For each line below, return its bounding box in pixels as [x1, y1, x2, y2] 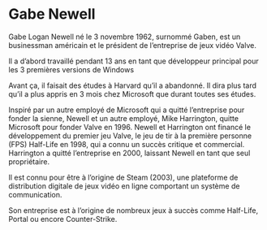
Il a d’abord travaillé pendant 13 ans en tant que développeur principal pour [8, 56, 259, 66]
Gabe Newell [8, 5, 96, 24]
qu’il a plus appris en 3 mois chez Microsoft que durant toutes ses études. [8, 89, 256, 98]
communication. [8, 189, 62, 199]
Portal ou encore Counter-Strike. [8, 214, 118, 223]
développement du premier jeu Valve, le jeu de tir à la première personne [8, 131, 252, 141]
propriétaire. [8, 156, 50, 167]
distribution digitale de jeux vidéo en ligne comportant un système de [8, 180, 240, 191]
